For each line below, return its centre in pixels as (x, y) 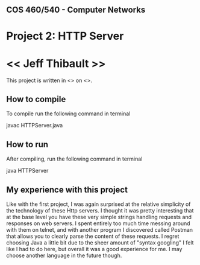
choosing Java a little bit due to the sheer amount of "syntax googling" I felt (100, 242)
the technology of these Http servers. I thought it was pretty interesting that (100, 210)
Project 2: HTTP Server (65, 36)
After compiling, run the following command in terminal (74, 159)
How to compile (36, 99)
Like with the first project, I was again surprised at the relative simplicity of (98, 204)
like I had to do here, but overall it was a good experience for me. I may (94, 249)
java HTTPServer (27, 171)
